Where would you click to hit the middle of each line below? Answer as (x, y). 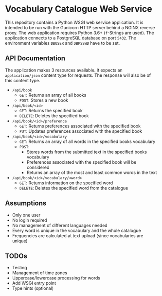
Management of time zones (39, 273)
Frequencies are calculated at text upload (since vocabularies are (78, 235)
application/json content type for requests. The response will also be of (78, 75)
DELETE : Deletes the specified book (54, 116)
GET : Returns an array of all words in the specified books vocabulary (87, 141)
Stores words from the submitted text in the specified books (87, 152)
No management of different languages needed (60, 225)
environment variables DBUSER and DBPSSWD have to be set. (63, 43)
